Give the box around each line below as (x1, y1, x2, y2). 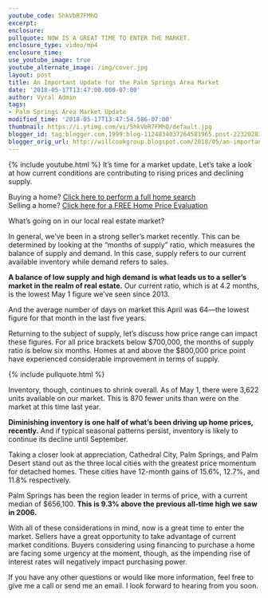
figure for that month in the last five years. (8, 313, 147, 323)
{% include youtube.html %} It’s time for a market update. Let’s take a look (8, 159, 253, 169)
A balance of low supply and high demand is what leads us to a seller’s (8, 272, 247, 281)
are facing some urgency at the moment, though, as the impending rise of (8, 548, 251, 558)
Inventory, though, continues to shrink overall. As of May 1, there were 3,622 (8, 384, 259, 395)
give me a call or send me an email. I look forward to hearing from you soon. (8, 580, 259, 590)
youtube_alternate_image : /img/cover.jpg (8, 64, 148, 72)
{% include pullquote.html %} (8, 369, 105, 379)
